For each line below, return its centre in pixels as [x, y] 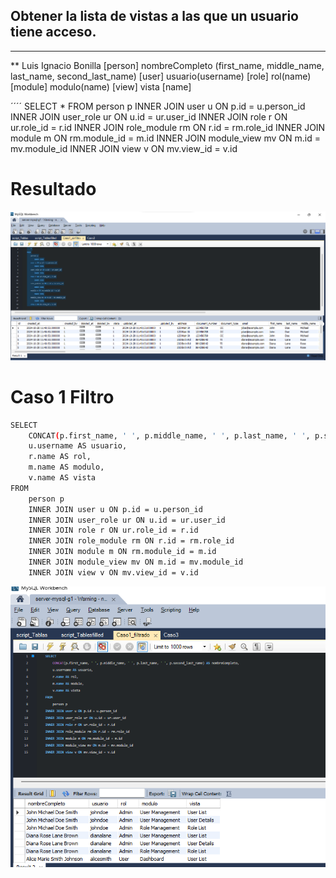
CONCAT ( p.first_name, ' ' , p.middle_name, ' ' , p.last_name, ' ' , [169, 435]
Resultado [53, 189]
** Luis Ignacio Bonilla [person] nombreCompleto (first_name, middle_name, [167, 65]
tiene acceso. [53, 32]
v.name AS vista [62, 478]
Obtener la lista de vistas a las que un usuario [154, 16]
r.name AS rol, [60, 457]
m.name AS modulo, [66, 467]
